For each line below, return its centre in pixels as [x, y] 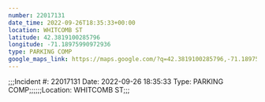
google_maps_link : [38, 60]
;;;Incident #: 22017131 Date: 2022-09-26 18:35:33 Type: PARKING [116, 81]
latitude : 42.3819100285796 [54, 37]
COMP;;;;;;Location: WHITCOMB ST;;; [69, 89]
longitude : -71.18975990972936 [60, 45]
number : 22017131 [37, 15]
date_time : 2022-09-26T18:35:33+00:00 [72, 23]
